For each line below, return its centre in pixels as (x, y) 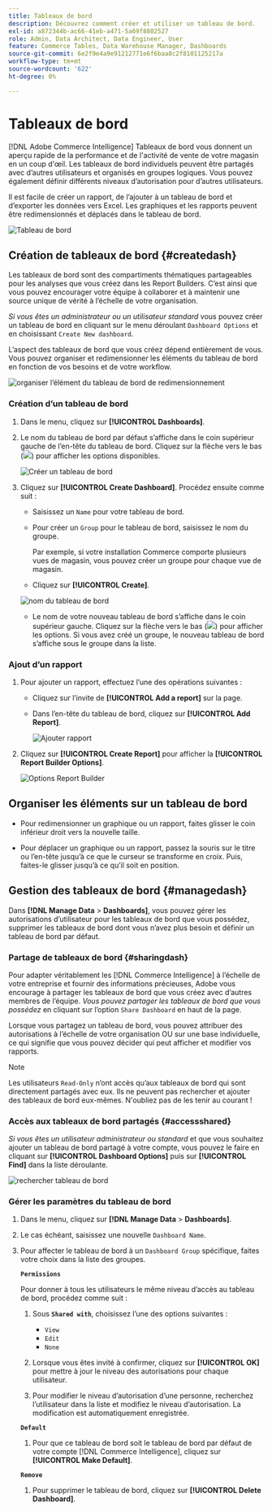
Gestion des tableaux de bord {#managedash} (128, 891)
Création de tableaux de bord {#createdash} (123, 255)
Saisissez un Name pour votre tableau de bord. (108, 511)
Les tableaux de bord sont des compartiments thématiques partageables (130, 275)
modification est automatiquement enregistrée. (110, 1413)
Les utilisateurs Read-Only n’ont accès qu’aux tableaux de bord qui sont (127, 1082)
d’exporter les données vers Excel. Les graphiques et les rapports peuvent (133, 205)
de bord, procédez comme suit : (74, 1298)
